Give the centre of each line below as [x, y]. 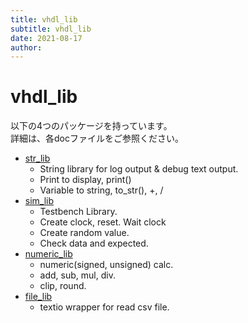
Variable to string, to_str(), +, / [101, 190]
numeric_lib [48, 254]
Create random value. [84, 233]
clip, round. [63, 286]
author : [26, 47]
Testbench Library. [78, 212]
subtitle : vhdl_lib [51, 29]
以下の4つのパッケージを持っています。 [91, 126]
